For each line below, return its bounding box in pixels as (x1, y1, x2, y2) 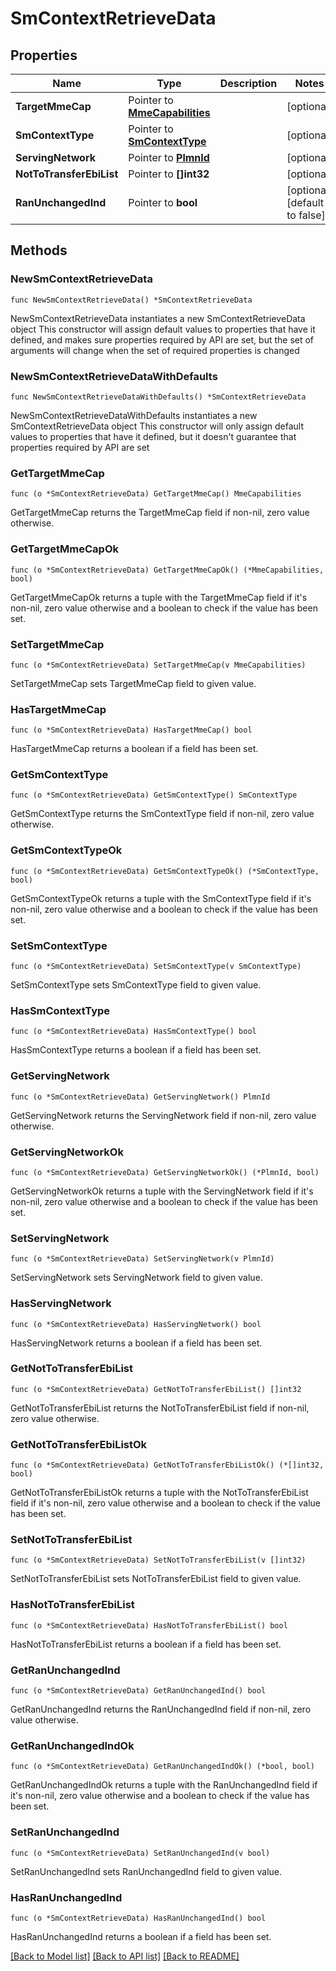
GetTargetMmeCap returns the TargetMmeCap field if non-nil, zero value (10, 507, 310, 519)
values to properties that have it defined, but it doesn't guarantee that (10, 430, 297, 442)
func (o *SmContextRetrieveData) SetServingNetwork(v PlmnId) (10, 1254, 275, 1264)
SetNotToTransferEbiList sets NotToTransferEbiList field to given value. (10, 1573, 302, 1585)
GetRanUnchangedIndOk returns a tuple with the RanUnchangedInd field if (10, 1779, 318, 1791)
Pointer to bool (128, 196, 198, 209)
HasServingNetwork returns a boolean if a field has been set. (10, 1337, 263, 1349)
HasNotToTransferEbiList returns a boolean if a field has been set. (10, 1638, 282, 1650)
